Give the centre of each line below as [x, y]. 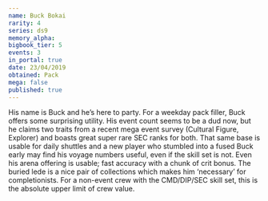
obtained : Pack [34, 75]
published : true [35, 90]
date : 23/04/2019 [37, 68]
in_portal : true [35, 61]
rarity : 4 [25, 23]
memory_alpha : [32, 38]
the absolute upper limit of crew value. [72, 189]
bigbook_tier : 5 [35, 45]
